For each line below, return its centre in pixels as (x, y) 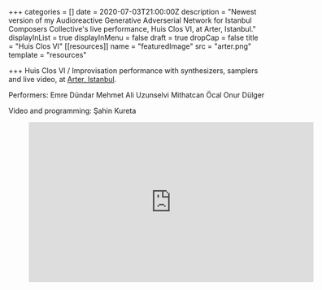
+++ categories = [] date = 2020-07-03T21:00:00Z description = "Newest (133, 12)
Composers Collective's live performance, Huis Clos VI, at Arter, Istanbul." (132, 29)
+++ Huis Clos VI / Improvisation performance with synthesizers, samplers (133, 71)
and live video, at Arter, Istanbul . (63, 79)
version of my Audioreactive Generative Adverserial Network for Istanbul (130, 20)
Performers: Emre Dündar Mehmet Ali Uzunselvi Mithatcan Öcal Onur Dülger (137, 95)
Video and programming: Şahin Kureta (72, 110)
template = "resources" (48, 55)
